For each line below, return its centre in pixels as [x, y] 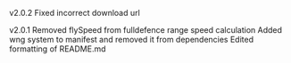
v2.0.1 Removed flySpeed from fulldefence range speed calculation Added [146, 30]
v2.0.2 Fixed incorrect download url [75, 13]
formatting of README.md [58, 49]
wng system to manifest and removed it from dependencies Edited [132, 39]
